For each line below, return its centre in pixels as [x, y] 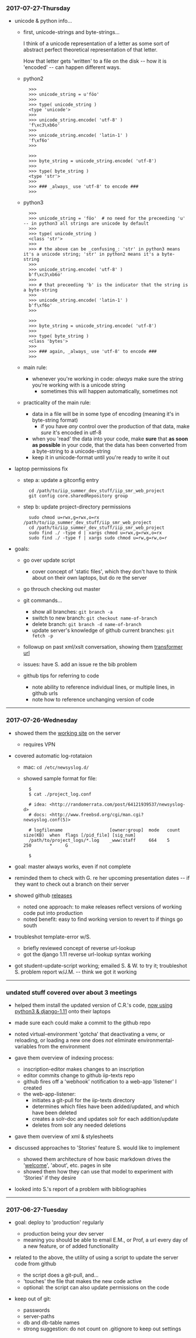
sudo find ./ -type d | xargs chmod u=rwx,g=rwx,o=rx [95, 533]
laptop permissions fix [41, 469]
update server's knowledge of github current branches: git [103, 631]
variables [25, 1046]
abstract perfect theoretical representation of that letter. [90, 50]
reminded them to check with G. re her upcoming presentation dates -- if [102, 878]
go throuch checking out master [62, 589]
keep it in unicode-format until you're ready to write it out [101, 458]
